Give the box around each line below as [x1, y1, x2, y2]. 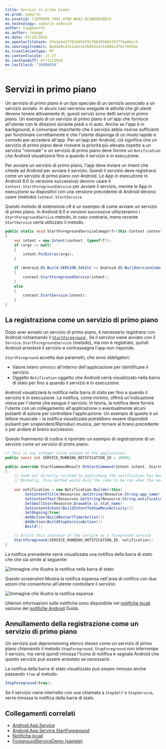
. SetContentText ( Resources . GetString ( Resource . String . [23, 496, 138, 501]
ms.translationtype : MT [5, 49, 54, 53]
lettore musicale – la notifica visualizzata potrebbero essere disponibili [5, 415, 148, 421]
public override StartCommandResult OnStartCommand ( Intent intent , [5, 464, 147, 469]
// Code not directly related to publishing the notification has [14, 473, 154, 478]
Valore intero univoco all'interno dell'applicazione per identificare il [12, 364, 148, 370]
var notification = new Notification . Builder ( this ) [14, 487, 123, 492]
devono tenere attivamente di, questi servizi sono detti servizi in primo [5, 111, 148, 117]
